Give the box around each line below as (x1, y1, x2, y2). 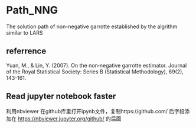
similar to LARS (6, 29, 43, 36)
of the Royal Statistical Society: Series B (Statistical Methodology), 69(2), (6, 68, 184, 75)
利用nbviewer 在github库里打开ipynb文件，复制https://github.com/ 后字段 (6, 107, 185, 114)
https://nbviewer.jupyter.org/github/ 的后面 (17, 115, 122, 122)
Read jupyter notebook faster (6, 92, 116, 102)
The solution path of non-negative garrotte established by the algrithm (6, 23, 178, 30)
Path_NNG (6, 4, 58, 17)
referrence (6, 46, 47, 56)
